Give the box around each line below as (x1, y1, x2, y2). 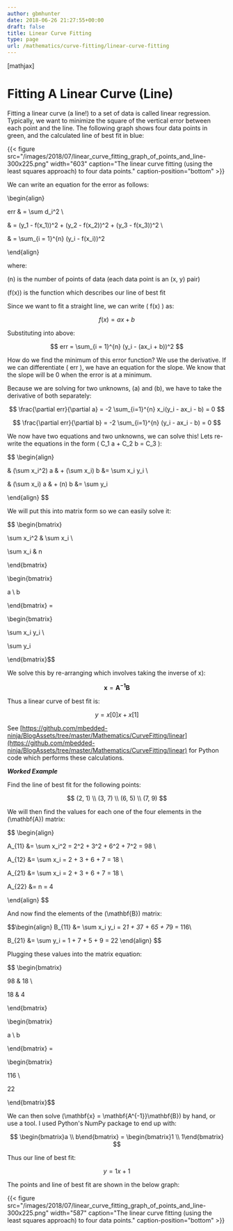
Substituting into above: (7, 329, 75, 337)
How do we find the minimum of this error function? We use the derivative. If (7, 356, 227, 364)
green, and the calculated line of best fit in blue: (7, 131, 145, 139)
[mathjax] (7, 62, 35, 70)
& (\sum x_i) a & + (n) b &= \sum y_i (7, 480, 108, 488)
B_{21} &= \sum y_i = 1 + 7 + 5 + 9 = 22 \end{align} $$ (7, 936, 162, 944)
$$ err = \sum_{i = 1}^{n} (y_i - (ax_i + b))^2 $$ (49, 342, 184, 350)
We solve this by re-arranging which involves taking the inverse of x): (7, 668, 206, 677)
